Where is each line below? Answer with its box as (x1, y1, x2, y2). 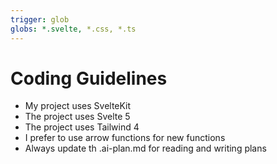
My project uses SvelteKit (24, 100, 132, 112)
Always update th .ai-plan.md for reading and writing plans (24, 142, 267, 155)
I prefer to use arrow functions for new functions (24, 132, 226, 144)
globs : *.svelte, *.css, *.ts (10, 24, 137, 34)
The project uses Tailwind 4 (24, 121, 140, 133)
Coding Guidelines (10, 67, 168, 90)
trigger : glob (10, 14, 70, 25)
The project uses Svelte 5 (24, 111, 131, 123)
